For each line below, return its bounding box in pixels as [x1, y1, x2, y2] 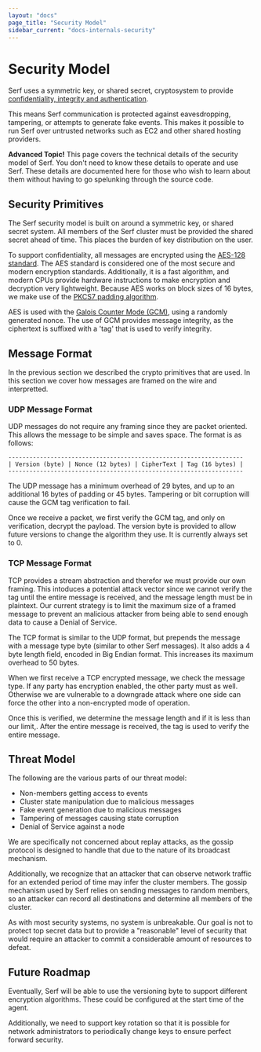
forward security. [8, 1035, 64, 1045]
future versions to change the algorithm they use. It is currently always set [8, 530, 248, 539]
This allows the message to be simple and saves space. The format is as [8, 430, 242, 440]
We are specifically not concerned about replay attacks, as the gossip [8, 838, 234, 847]
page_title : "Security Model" [8, 19, 107, 27]
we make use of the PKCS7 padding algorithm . [8, 292, 159, 302]
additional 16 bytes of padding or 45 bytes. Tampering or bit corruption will [8, 489, 250, 499]
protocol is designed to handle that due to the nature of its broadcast [8, 845, 230, 855]
